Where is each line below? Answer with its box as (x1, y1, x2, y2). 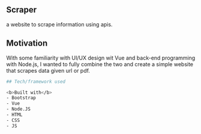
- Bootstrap (6, 95, 36, 101)
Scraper (6, 5, 37, 15)
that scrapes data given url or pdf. (6, 67, 90, 74)
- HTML (6, 112, 23, 118)
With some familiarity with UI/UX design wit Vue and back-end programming (6, 54, 196, 61)
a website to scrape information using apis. (6, 20, 113, 28)
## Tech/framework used (6, 78, 66, 85)
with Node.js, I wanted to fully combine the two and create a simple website (6, 60, 194, 68)
